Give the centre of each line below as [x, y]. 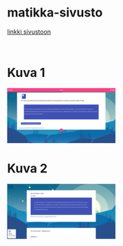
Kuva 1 [26, 73]
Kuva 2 [27, 169]
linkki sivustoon [29, 32]
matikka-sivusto [55, 13]
